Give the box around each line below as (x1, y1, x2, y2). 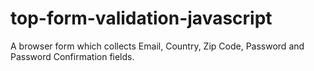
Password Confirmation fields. (10, 50, 135, 62)
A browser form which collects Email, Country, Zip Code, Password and (10, 40, 305, 52)
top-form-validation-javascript (10, 7, 273, 30)
